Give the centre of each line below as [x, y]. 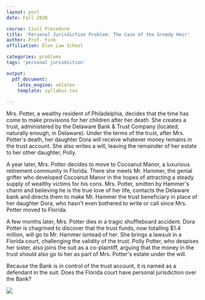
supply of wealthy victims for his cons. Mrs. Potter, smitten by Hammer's [98, 184]
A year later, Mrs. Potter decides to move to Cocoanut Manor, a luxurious [98, 164]
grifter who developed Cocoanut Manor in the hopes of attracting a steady [100, 177]
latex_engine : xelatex [46, 85]
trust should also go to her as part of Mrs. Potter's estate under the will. [96, 254]
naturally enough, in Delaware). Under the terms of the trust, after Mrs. [95, 133]
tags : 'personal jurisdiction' [46, 62]
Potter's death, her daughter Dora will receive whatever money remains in [99, 140]
